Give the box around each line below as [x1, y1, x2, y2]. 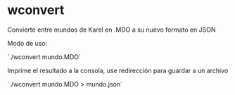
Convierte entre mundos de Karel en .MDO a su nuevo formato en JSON [7, 25, 216, 34]
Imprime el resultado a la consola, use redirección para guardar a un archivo [7, 66, 229, 75]
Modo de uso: [7, 39, 48, 47]
